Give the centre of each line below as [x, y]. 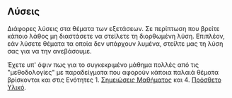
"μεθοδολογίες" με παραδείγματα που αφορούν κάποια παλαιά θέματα [113, 72]
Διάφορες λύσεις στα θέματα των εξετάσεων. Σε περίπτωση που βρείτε [114, 28]
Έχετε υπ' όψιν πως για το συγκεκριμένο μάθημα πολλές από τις [103, 65]
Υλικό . [17, 87]
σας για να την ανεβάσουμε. [50, 51]
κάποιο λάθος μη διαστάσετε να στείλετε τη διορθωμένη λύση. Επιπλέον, [116, 36]
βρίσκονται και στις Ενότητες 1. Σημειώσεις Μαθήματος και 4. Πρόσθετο [114, 80]
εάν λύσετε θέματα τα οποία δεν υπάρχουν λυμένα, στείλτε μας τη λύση [115, 43]
